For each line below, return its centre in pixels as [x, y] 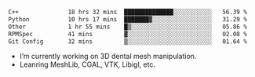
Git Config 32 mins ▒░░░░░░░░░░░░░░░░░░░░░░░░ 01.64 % [127, 41]
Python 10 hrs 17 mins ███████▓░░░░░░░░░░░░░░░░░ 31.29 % [127, 19]
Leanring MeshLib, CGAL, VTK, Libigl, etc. [87, 64]
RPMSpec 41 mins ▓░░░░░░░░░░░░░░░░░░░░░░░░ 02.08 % [127, 34]
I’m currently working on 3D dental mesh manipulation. [108, 57]
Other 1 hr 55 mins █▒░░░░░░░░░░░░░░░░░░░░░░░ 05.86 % [127, 27]
